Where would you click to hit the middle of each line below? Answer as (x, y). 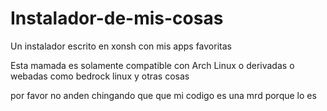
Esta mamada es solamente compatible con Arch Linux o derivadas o (152, 65)
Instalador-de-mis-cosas (117, 18)
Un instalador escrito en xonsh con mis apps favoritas (121, 46)
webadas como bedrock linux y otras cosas (100, 76)
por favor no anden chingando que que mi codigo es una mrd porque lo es (163, 95)
